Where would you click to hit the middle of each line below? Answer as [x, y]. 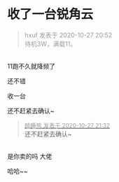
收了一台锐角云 [50, 14]
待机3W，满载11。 [50, 43]
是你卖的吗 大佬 [30, 156]
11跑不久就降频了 [31, 66]
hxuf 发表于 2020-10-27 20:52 [68, 35]
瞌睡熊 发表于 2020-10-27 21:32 [67, 125]
